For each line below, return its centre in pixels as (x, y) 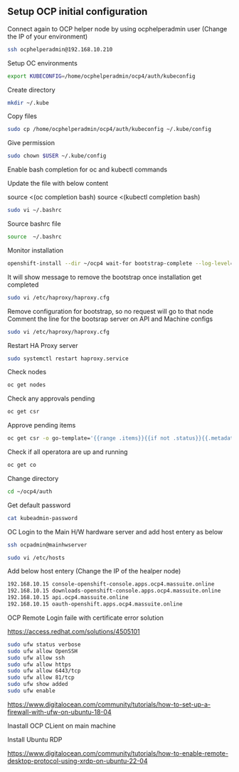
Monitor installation (36, 250)
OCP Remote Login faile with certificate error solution (85, 618)
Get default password (39, 505)
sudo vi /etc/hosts (36, 558)
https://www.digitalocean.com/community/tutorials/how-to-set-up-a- (109, 704)
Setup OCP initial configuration (78, 12)
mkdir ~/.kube (28, 102)
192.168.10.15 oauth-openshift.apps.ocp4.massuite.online (95, 604)
